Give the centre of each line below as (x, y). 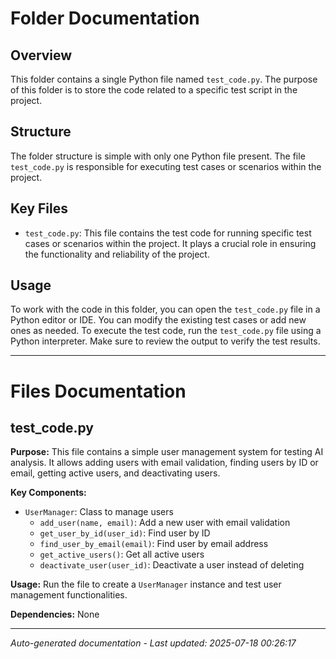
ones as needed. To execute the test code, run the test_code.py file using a (166, 331)
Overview (41, 55)
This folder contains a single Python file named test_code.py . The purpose (164, 79)
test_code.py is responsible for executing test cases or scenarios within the (166, 166)
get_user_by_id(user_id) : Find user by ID (125, 533)
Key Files (39, 208)
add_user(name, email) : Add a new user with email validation (165, 523)
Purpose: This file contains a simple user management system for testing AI (167, 452)
